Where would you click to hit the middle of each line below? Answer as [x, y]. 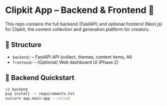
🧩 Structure [23, 45]
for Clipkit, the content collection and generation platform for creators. [77, 29]
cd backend [16, 89]
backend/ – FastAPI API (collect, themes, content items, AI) [72, 57]
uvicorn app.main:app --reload [38, 99]
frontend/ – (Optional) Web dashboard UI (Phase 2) [65, 62]
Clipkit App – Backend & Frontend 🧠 [80, 10]
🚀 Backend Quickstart [40, 78]
